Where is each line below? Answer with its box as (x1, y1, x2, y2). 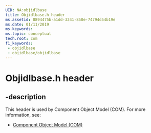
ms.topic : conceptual (5, 31, 52, 36)
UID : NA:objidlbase (5, 7, 47, 13)
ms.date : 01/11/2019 (5, 21, 50, 27)
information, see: (5, 112, 41, 118)
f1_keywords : (5, 41, 33, 46)
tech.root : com (5, 36, 38, 41)
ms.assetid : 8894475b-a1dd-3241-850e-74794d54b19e (5, 17, 116, 22)
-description (5, 93, 46, 101)
